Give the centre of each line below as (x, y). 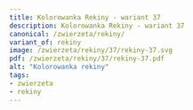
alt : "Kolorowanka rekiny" (59, 67)
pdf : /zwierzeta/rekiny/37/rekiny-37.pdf (87, 59)
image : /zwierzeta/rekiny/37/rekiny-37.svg (91, 51)
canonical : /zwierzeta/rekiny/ (67, 34)
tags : (19, 75)
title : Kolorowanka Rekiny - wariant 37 (85, 17)
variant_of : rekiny (45, 42)
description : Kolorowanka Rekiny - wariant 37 (97, 26)
